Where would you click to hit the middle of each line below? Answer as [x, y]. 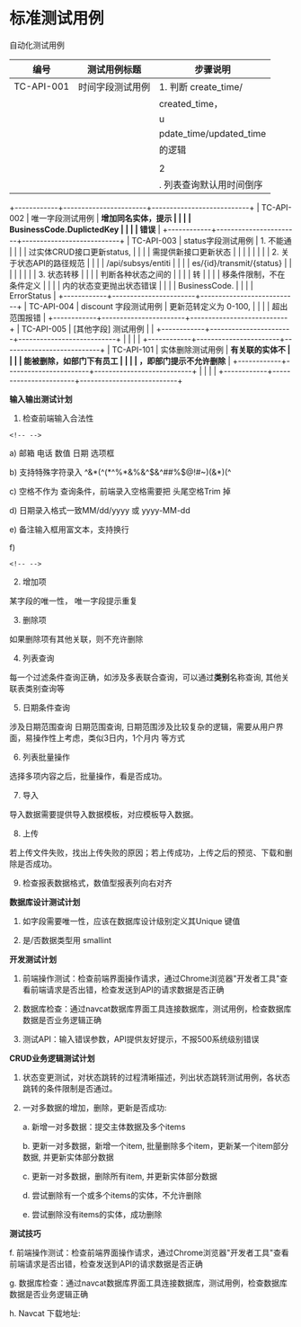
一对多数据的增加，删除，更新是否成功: [94, 1108]
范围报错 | [28, 317]
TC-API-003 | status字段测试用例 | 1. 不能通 [212, 240]
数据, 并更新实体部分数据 [68, 1157]
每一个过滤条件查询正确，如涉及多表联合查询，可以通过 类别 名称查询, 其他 [145, 677]
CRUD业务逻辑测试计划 [52, 1058]
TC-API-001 [42, 86]
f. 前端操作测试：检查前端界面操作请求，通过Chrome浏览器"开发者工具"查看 [149, 1252]
